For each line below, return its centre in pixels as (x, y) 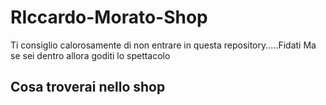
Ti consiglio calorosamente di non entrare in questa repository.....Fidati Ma (163, 45)
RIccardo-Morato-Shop (109, 17)
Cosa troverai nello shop (88, 87)
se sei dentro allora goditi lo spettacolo (90, 55)
